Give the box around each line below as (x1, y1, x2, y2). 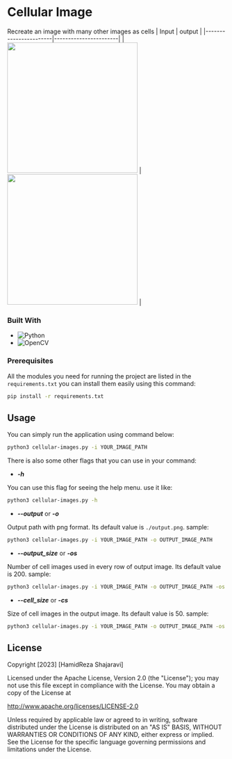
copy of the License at (7, 689, 72, 697)
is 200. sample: (7, 570, 51, 578)
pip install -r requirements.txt (7, 392, 104, 400)
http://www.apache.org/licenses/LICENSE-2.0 (7, 702, 139, 710)
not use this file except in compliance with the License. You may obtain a (7, 681, 215, 689)
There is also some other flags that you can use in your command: (7, 456, 197, 465)
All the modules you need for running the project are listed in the (7, 371, 192, 380)
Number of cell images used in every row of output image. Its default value (7, 562, 222, 570)
